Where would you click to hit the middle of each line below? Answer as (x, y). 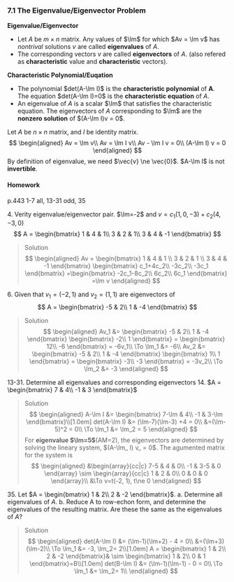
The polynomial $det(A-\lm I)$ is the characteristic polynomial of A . (116, 89)
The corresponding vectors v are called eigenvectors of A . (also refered (121, 54)
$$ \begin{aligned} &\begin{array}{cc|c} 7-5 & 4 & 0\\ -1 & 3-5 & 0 (126, 466)
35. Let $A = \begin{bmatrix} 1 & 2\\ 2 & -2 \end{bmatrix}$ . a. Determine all (115, 494)
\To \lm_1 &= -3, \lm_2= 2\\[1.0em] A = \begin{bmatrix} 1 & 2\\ (139, 549)
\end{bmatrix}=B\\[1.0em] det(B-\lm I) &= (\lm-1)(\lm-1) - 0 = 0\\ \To (126, 564)
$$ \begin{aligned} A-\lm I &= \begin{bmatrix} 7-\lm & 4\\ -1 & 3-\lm (126, 415)
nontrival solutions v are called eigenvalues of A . (88, 47)
